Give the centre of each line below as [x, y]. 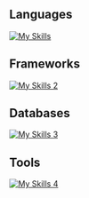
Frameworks [45, 64]
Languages [41, 15]
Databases [40, 113]
